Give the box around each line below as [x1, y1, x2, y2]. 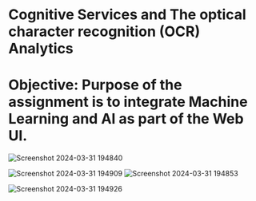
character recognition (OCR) [8, 22, 201, 41]
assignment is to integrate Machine [8, 93, 248, 111]
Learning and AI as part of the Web [8, 110, 244, 128]
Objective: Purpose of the [8, 76, 182, 94]
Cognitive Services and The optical [8, 6, 246, 24]
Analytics [8, 40, 74, 57]
